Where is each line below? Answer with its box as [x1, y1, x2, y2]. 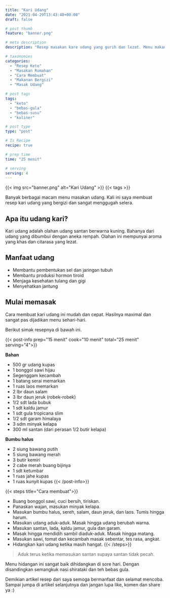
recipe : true [5, 143, 33, 148]
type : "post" [5, 129, 33, 134]
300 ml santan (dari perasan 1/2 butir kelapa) [12, 426, 107, 432]
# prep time [5, 152, 30, 157]
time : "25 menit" [5, 156, 42, 162]
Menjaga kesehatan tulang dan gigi [12, 277, 86, 284]
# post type [5, 124, 30, 130]
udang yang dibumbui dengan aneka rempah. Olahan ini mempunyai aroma [5, 233, 162, 239]
